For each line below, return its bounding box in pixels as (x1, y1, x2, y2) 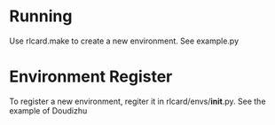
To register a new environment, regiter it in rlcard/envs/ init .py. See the (9, 96, 266, 106)
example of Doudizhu (9, 105, 88, 116)
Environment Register (9, 66, 173, 87)
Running (9, 6, 73, 27)
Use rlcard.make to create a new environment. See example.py (9, 35, 240, 46)
